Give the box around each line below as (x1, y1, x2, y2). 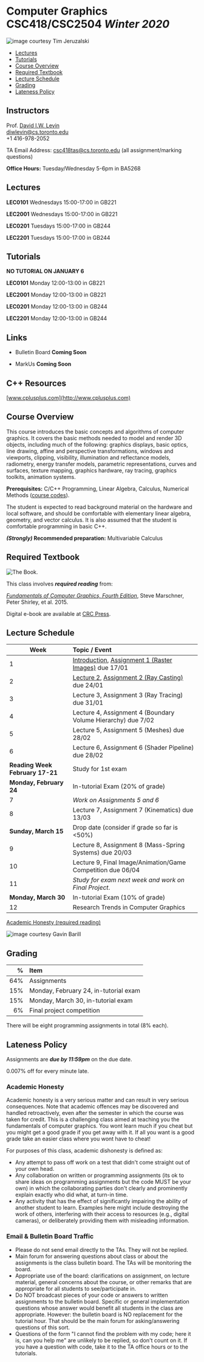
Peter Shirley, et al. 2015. (6, 598, 69, 606)
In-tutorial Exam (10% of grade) (72, 893, 166, 902)
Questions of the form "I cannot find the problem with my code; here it (15, 1330, 191, 1337)
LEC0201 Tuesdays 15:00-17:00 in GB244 (6, 222, 111, 229)
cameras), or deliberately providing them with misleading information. (15, 1217, 189, 1224)
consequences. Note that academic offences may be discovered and (6, 1103, 179, 1110)
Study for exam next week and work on (72, 876, 185, 884)
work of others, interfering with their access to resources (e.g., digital (15, 1210, 189, 1218)
